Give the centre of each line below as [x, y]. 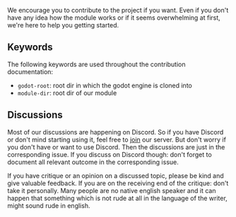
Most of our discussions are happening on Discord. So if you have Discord [116, 132]
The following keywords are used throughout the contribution [96, 64]
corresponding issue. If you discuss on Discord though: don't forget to [110, 154]
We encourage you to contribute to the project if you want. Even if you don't [118, 10]
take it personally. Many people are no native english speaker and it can [112, 190]
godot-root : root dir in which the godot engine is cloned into [105, 85]
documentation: [30, 72]
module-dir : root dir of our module [67, 93]
